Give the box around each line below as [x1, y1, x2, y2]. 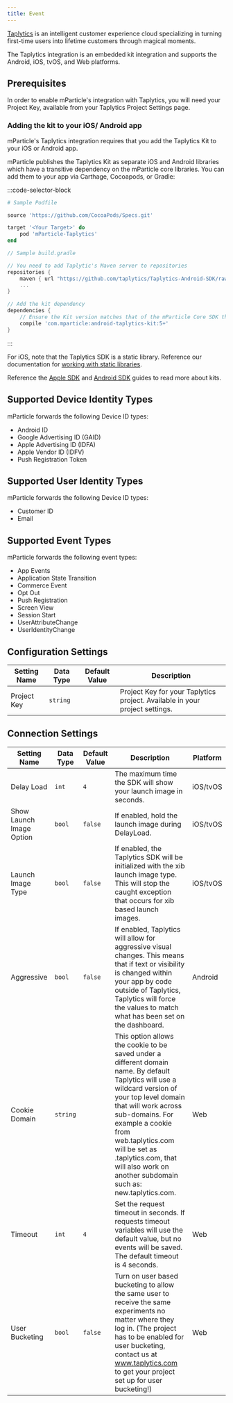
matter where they [114, 1315, 175, 1324]
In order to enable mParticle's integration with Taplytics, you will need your [7, 96, 221, 104]
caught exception [114, 887, 172, 897]
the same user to [114, 1288, 170, 1298]
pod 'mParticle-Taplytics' [19, 231, 98, 238]
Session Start [17, 611, 56, 619]
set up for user [114, 1375, 163, 1385]
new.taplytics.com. [114, 1187, 177, 1197]
